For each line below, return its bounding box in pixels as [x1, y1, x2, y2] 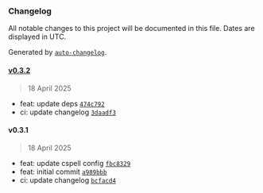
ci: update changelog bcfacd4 [19, 175, 117, 184]
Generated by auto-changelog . [8, 48, 107, 57]
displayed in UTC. [8, 32, 67, 41]
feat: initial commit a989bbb [19, 167, 107, 176]
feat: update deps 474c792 [19, 98, 105, 108]
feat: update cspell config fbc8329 [19, 158, 131, 168]
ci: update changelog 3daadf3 [19, 107, 117, 117]
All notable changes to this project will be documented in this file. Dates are [8, 24, 256, 33]
